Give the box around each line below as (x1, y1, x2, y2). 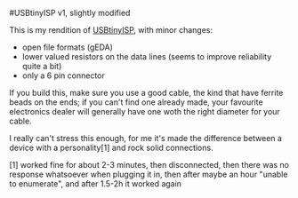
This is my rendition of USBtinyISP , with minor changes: (9, 25, 213, 35)
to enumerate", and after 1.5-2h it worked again (9, 178, 182, 189)
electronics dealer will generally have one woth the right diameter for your (9, 107, 280, 116)
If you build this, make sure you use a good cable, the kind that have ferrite (9, 88, 284, 98)
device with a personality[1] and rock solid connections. (9, 142, 213, 153)
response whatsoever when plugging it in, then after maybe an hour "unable (9, 169, 288, 179)
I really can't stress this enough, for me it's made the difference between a (9, 133, 283, 143)
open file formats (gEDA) (21, 42, 114, 52)
